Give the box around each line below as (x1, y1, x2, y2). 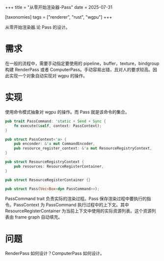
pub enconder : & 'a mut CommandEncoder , (14, 142, 95, 146)
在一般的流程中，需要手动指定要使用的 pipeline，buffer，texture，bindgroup (5, 60, 160, 66)
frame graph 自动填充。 (14, 214, 63, 220)
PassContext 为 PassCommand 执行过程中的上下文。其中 (13, 202, 129, 208)
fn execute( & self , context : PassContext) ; (14, 123, 102, 128)
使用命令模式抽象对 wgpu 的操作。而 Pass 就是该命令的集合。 (5, 109, 130, 115)
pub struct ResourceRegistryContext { (5, 159, 84, 164)
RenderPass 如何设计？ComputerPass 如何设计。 (5, 250, 105, 257)
